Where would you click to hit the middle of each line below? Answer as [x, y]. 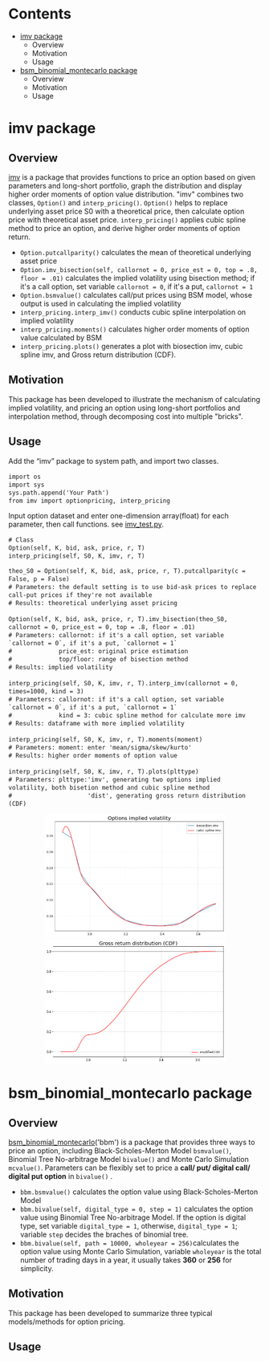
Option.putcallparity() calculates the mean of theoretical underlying [135, 252]
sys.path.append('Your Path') [59, 493]
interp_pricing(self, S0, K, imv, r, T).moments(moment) [106, 739]
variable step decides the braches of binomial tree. [104, 1235]
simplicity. [37, 1269]
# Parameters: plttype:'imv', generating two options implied [114, 779]
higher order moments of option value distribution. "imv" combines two [126, 194]
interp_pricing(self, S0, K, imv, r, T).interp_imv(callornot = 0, [124, 683]
